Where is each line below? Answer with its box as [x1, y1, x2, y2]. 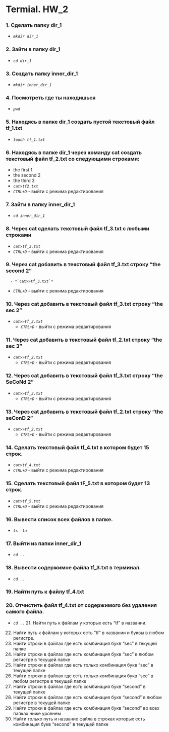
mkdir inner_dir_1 [13, 83, 52, 88]
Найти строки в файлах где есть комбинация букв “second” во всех [13, 705, 159, 711]
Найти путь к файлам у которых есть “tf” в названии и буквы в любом [13, 630, 164, 636]
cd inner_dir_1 [13, 213, 45, 218]
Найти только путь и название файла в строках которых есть [13, 716, 145, 722]
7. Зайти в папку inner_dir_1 [6, 201, 75, 208]
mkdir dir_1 [13, 34, 38, 39]
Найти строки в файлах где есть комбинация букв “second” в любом [13, 694, 162, 700]
